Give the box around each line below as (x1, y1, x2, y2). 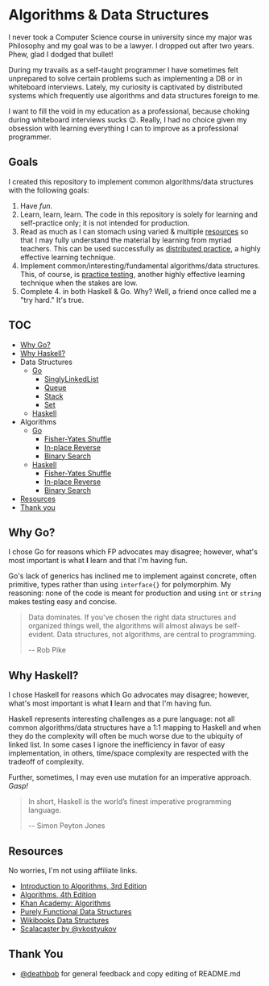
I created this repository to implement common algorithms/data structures (8, 176, 254, 186)
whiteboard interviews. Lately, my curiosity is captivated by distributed (8, 82, 243, 92)
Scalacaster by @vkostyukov (19, 924, 117, 934)
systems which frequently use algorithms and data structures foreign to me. (8, 90, 260, 100)
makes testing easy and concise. (8, 597, 118, 607)
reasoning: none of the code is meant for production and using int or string (8, 588, 262, 598)
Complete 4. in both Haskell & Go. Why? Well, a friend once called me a (19, 286, 257, 296)
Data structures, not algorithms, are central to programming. (56, 630, 257, 640)
